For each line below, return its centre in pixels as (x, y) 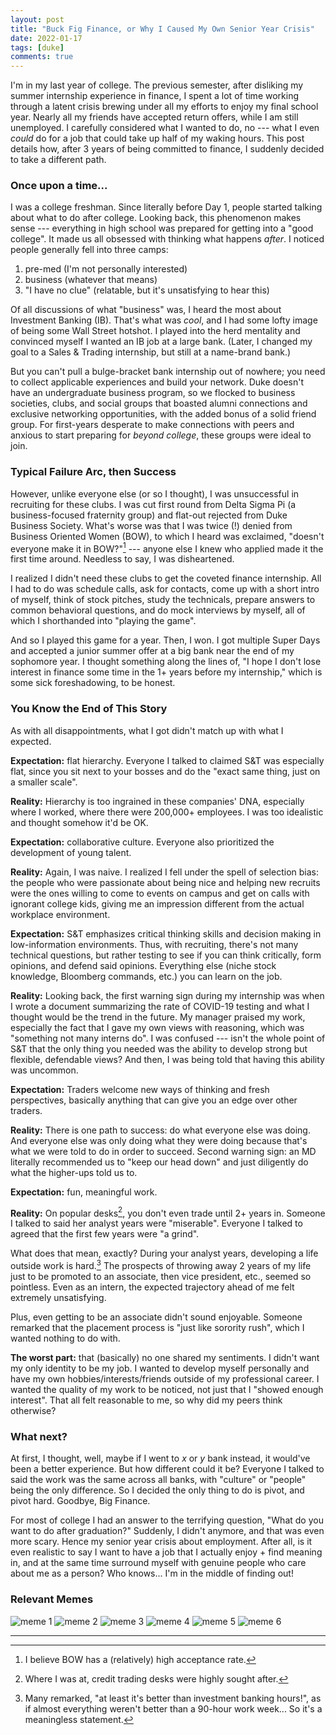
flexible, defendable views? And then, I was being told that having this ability (167, 1059)
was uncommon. (44, 1070)
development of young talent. (71, 852)
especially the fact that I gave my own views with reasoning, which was (157, 1027)
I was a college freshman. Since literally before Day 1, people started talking (166, 207)
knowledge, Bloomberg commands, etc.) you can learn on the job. (146, 976)
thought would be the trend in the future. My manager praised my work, (158, 1017)
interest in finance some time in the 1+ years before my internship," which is (166, 672)
